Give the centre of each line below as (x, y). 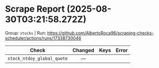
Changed (83, 50)
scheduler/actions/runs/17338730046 (43, 38)
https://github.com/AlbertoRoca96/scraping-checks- (101, 33)
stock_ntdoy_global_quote (38, 58)
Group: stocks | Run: (26, 33)
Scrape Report (35, 9)
